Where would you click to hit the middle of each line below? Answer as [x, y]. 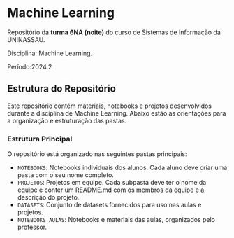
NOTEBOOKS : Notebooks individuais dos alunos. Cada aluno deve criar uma [122, 168]
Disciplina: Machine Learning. [50, 53]
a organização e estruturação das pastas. [67, 120]
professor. [32, 227]
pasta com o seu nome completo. [65, 175]
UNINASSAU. [26, 39]
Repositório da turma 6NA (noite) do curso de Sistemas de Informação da [114, 32]
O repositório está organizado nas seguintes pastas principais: [97, 154]
